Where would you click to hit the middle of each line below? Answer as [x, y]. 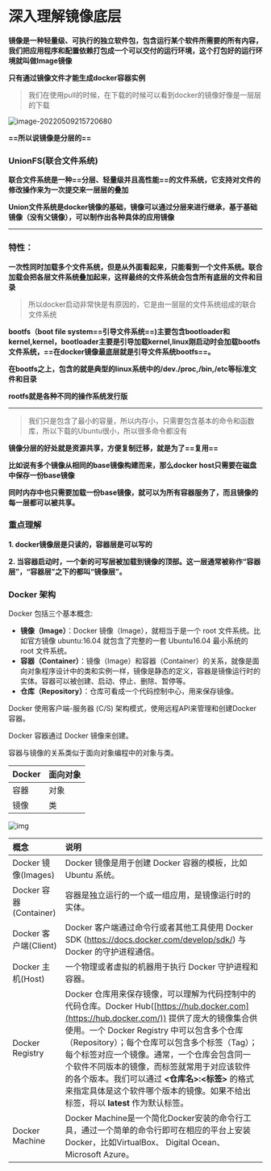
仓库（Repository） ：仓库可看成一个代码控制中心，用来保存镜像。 [129, 692]
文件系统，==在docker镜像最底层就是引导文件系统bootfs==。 [112, 351]
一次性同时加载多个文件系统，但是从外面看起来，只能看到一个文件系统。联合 [135, 266]
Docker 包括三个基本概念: [51, 613]
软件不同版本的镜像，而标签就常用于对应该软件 [162, 1067]
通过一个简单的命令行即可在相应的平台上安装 [166, 1131]
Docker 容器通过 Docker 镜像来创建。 [71, 736]
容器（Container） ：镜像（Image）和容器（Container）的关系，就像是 [136, 661]
